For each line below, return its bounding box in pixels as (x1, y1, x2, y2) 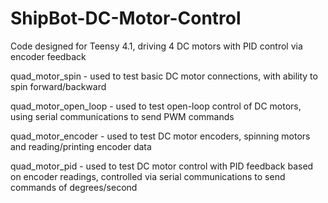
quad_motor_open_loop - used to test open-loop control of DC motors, (10, 100, 302, 112)
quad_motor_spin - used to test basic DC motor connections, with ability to (10, 70, 318, 82)
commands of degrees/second (10, 181, 138, 193)
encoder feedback (10, 50, 87, 62)
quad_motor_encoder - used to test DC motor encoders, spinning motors (10, 130, 311, 142)
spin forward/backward (10, 80, 107, 92)
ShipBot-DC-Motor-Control (10, 7, 242, 30)
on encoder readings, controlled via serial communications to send (10, 170, 286, 182)
